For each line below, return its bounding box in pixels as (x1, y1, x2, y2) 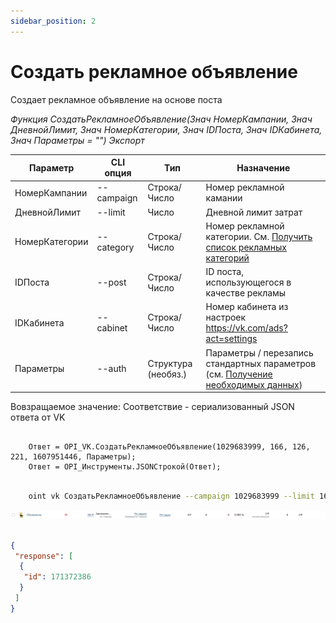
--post (96, 276, 127, 289)
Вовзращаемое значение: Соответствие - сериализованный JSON (10, 401, 295, 413)
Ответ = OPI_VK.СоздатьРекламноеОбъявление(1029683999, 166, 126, (28, 442, 311, 452)
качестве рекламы (205, 287, 287, 299)
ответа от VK (10, 411, 66, 424)
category (96, 241, 135, 253)
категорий (205, 251, 250, 264)
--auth (96, 363, 127, 375)
